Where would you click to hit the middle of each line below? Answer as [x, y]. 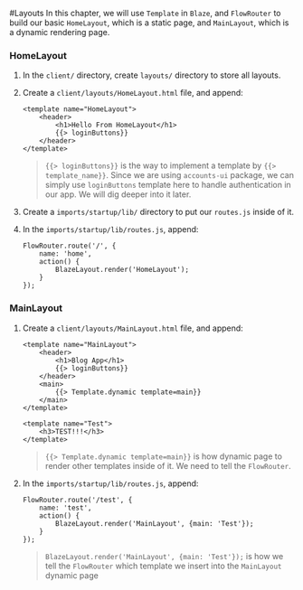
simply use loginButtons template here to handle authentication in [168, 185]
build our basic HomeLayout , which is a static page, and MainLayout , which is [149, 23]
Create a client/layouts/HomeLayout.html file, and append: [133, 93]
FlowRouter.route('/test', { [77, 500]
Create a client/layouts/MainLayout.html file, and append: [133, 328]
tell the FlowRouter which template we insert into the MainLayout [163, 566]
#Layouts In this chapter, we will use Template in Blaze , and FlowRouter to [145, 13]
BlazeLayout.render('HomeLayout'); [123, 270]
